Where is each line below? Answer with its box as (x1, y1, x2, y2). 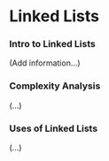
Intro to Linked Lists (9, 38, 96, 50)
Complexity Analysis (9, 80, 101, 92)
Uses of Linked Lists (9, 122, 98, 134)
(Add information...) (9, 57, 82, 68)
